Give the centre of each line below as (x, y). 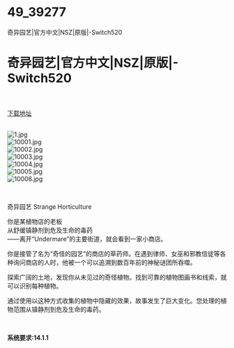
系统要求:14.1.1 (28, 338)
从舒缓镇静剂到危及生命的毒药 (50, 230)
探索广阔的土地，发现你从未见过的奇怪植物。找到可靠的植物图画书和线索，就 (117, 277)
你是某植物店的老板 (35, 221)
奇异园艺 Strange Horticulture (49, 207)
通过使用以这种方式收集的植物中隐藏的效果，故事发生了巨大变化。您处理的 (114, 301)
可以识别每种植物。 (35, 285)
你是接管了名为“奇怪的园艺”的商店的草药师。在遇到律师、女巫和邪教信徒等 (114, 253)
